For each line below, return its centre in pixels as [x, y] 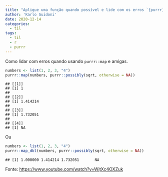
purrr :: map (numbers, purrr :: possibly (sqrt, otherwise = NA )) [70, 75]
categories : [17, 24]
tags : [11, 33]
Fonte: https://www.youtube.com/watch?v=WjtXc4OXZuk [64, 169]
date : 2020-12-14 [23, 19]
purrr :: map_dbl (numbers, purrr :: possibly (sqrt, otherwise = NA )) [74, 151]
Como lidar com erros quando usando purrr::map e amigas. [67, 61]
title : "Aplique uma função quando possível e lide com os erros [74, 10]
